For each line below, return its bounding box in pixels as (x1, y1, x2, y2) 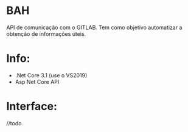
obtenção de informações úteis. (6, 30, 86, 37)
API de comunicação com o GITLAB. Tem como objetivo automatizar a (6, 24, 183, 31)
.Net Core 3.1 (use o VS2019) (15, 71, 88, 79)
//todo (6, 119, 22, 127)
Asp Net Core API (15, 78, 60, 85)
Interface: (6, 100, 58, 113)
